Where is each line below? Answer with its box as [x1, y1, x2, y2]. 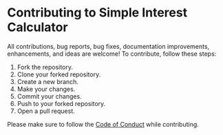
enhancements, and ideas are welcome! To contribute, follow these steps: [7, 50, 217, 58]
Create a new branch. [17, 77, 79, 85]
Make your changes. [17, 85, 76, 93]
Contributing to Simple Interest [7, 5, 188, 21]
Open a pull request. [17, 107, 76, 115]
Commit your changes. [17, 92, 82, 101]
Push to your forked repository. [17, 99, 106, 107]
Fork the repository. [17, 63, 74, 71]
